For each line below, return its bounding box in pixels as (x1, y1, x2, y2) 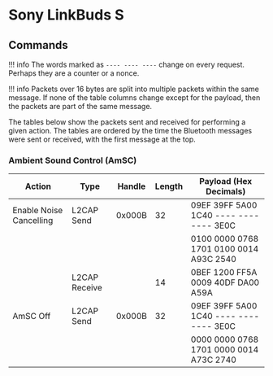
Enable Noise (12, 205, 63, 216)
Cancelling (12, 215, 54, 226)
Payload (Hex (198, 176, 253, 187)
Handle (117, 181, 146, 192)
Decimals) (206, 186, 246, 197)
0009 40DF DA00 (190, 277, 260, 288)
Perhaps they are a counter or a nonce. (8, 68, 140, 78)
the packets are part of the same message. (8, 102, 153, 111)
